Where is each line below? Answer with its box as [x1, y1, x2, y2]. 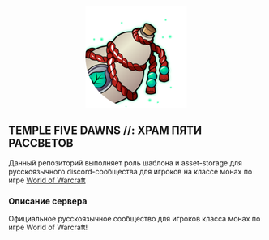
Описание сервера [8, 195, 88, 207]
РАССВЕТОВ [8, 136, 74, 150]
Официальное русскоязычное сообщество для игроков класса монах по [8, 214, 261, 224]
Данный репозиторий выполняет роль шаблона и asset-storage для [8, 157, 243, 168]
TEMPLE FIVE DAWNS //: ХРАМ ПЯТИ [8, 124, 203, 138]
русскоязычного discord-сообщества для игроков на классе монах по [8, 166, 253, 176]
